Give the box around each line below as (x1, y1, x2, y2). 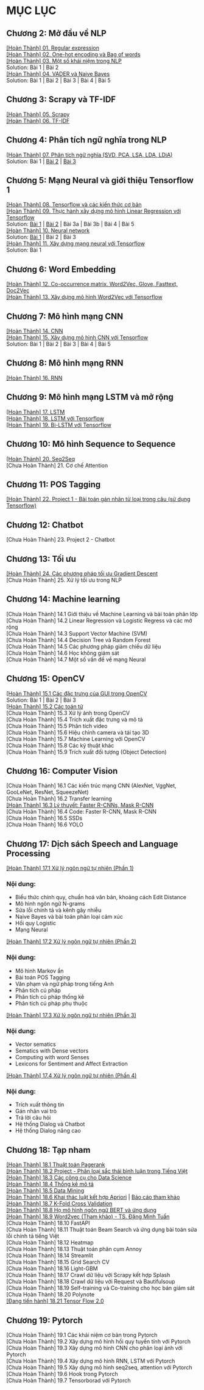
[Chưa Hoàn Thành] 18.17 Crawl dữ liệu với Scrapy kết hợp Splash (6, 1271, 171, 1279)
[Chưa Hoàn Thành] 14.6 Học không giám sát (6, 649, 120, 656)
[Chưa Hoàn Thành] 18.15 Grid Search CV (6, 1259, 110, 1266)
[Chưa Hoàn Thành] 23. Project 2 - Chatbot (6, 536, 115, 543)
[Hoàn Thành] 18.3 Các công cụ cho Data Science (6, 1174, 132, 1182)
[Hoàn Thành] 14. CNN (6, 328, 63, 335)
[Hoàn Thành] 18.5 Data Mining (6, 1187, 84, 1194)
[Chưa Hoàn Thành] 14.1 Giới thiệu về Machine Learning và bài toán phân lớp (6, 610, 198, 617)
